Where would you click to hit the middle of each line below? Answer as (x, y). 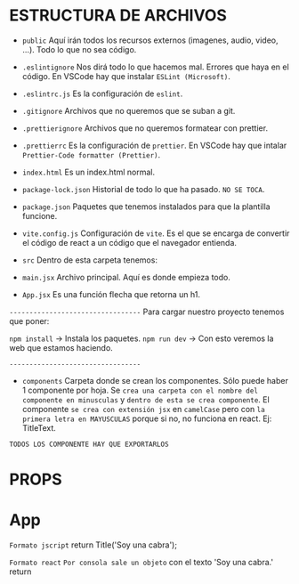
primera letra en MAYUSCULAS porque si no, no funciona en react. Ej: (147, 418)
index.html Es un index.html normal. (89, 172)
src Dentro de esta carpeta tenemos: (90, 260)
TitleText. (39, 427)
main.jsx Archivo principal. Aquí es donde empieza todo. (126, 277)
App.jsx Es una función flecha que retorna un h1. (111, 294)
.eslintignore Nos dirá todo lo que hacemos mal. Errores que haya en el (155, 67)
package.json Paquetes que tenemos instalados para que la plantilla (146, 207)
